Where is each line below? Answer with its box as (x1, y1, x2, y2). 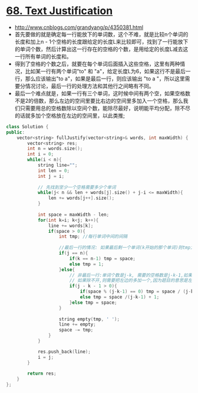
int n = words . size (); (27, 146, 83, 152)
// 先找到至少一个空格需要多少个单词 (37, 184, 116, 190)
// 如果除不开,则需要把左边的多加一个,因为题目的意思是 (69, 278, 188, 284)
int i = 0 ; (27, 151, 54, 157)
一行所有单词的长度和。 (14, 53, 72, 60)
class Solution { (6, 124, 49, 129)
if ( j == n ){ (58, 250, 88, 256)
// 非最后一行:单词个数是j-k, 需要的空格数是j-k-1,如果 (69, 272, 193, 278)
